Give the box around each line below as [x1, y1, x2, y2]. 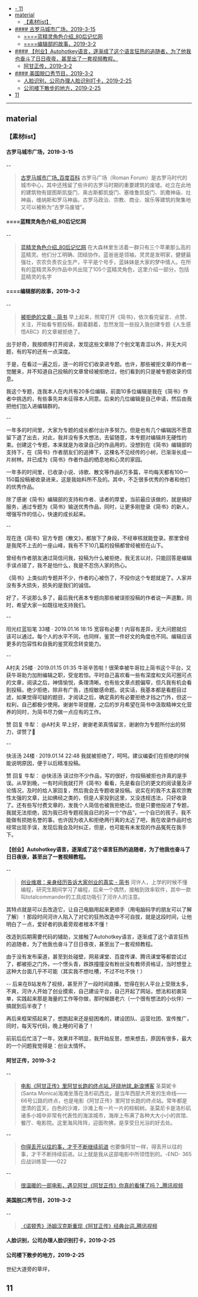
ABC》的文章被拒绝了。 [25, 328, 84, 335]
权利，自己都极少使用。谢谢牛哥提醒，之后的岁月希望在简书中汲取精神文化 [6, 701, 187, 708]
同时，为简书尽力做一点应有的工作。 [16, 708, 104, 715]
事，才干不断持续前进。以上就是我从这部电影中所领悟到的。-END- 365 [20, 1151, 192, 1158]
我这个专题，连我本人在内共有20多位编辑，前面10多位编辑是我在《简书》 [6, 387, 183, 394]
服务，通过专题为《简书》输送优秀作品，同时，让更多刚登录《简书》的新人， [6, 503, 192, 510]
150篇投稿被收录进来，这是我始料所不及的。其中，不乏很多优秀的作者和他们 [6, 476, 190, 483]
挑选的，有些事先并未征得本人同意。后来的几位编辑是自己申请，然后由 [16, 395, 187, 402]
